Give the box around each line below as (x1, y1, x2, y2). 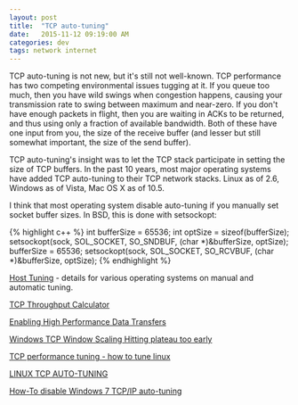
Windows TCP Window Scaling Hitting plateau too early (9, 334, 213, 344)
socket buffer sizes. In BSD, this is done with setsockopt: (9, 210, 217, 220)
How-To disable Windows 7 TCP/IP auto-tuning (9, 385, 182, 397)
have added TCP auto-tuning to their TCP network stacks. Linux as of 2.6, (9, 173, 280, 184)
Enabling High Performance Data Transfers (9, 317, 167, 327)
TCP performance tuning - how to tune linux (9, 351, 171, 362)
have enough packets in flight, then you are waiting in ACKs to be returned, (9, 109, 285, 120)
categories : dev (9, 37, 69, 47)
